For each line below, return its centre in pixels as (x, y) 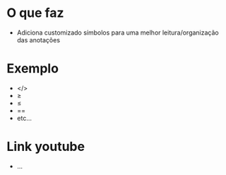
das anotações (38, 40)
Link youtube (46, 147)
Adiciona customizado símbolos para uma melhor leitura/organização (118, 32)
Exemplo (33, 69)
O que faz (35, 13)
